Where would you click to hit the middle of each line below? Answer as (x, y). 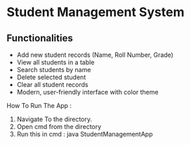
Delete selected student (51, 77)
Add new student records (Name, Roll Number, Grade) (95, 55)
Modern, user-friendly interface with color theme (87, 92)
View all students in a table (55, 62)
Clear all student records (52, 84)
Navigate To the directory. (54, 119)
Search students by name (54, 70)
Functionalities (40, 38)
